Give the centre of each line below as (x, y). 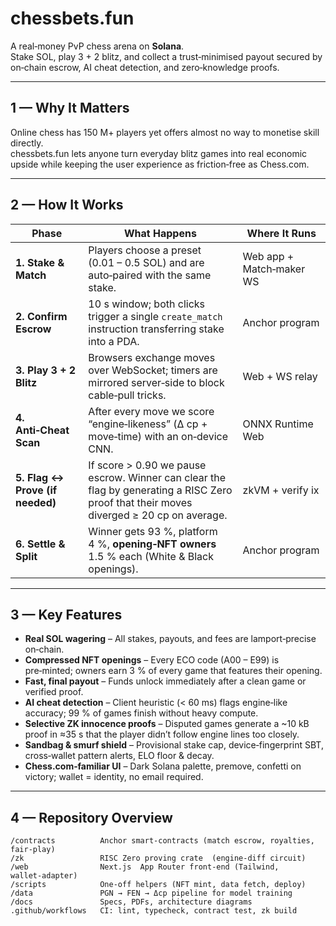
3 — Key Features (66, 614)
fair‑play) (33, 850)
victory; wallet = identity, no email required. (114, 777)
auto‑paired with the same (150, 275)
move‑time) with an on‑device (158, 436)
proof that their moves (140, 502)
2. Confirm (41, 316)
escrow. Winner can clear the (157, 477)
